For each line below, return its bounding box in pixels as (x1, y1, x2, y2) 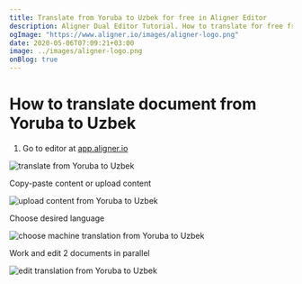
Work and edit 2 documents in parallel (9, 247, 150, 258)
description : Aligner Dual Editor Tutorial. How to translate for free (9, 22, 283, 31)
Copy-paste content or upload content (9, 178, 152, 188)
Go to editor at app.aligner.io (22, 142, 129, 153)
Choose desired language (9, 213, 105, 224)
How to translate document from (9, 94, 257, 115)
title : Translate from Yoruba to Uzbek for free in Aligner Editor (9, 13, 268, 23)
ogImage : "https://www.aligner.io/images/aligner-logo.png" (9, 30, 240, 39)
